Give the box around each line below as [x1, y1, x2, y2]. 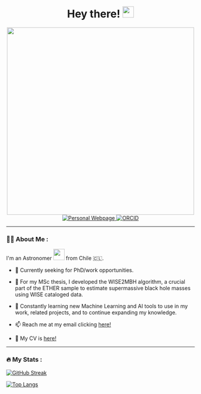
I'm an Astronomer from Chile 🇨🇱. [6, 255, 104, 262]
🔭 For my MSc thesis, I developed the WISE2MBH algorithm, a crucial [14, 278, 185, 285]
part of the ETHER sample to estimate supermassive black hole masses [14, 285, 191, 292]
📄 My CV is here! [14, 335, 57, 342]
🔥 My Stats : [6, 356, 42, 364]
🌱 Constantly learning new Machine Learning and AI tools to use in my [14, 303, 188, 310]
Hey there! [66, 7, 121, 21]
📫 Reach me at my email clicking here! [14, 321, 111, 328]
